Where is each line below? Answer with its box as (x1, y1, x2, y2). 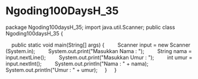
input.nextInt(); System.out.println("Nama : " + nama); (5, 60, 149, 67)
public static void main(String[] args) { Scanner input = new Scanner (11, 41, 191, 48)
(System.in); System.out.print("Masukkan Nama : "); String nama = (5, 47, 192, 54)
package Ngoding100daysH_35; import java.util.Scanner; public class (5, 24, 175, 31)
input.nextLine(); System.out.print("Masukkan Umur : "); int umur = (5, 54, 193, 61)
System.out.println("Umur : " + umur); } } (5, 66, 117, 73)
